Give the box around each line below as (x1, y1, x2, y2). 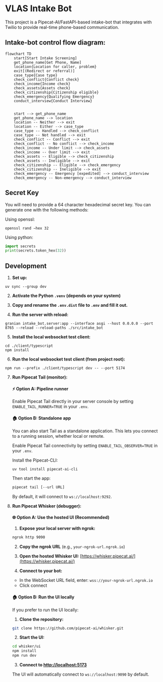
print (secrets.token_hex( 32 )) (5, 248, 67, 253)
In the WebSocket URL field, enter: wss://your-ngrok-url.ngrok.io (19, 577, 153, 583)
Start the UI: (19, 635, 45, 640)
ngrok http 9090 (12, 535, 45, 540)
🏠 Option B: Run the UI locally (12, 594, 74, 600)
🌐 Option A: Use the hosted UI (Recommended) (12, 514, 109, 520)
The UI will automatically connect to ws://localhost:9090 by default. (12, 671, 149, 677)
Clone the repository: (19, 616, 64, 622)
